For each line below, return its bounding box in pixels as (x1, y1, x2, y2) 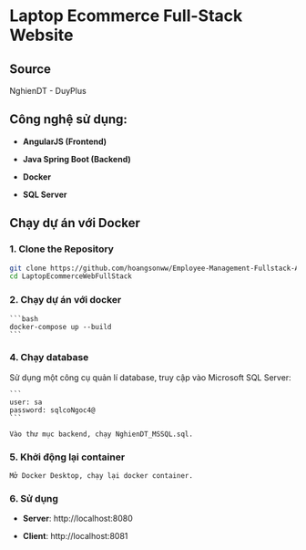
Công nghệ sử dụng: (9, 111, 127, 128)
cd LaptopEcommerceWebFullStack (9, 272, 132, 281)
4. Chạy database (9, 351, 89, 364)
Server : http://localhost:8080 (22, 513, 134, 524)
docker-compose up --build (9, 322, 112, 331)
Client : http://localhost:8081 (22, 531, 128, 542)
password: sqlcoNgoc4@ (9, 405, 96, 415)
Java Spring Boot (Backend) (22, 153, 131, 164)
